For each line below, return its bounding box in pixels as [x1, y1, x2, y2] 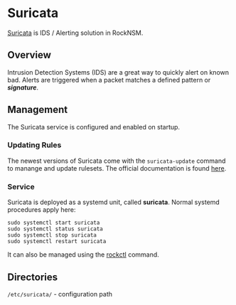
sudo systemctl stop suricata [7, 232, 97, 239]
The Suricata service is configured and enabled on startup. [7, 122, 180, 131]
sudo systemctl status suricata [7, 225, 103, 232]
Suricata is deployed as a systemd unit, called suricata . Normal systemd [7, 198, 220, 207]
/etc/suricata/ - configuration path [7, 289, 112, 298]
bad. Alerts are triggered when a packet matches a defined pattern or [7, 75, 211, 84]
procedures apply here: [7, 205, 76, 214]
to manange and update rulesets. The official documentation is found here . [7, 164, 227, 172]
